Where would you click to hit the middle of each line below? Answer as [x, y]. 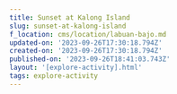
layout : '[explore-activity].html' [76, 68]
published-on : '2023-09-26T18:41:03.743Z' [90, 59]
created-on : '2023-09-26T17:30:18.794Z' [86, 51]
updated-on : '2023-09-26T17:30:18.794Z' [86, 43]
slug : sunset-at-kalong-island [68, 26]
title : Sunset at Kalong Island [70, 17]
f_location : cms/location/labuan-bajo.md [88, 34]
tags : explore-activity [54, 76]
